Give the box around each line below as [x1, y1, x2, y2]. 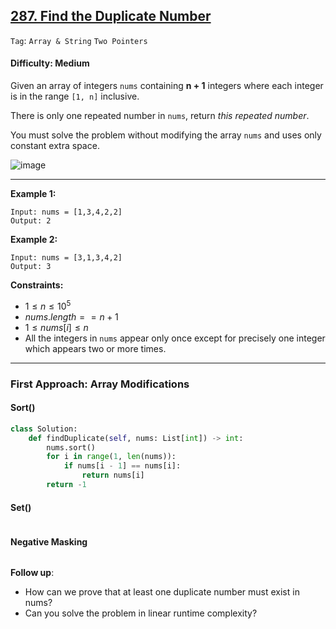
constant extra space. [10, 140, 100, 152]
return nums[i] [81, 470, 145, 481]
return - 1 [46, 480, 87, 490]
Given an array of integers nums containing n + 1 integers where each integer [10, 80, 324, 92]
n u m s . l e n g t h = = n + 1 [24, 310, 119, 323]
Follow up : [10, 567, 55, 579]
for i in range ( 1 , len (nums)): [46, 452, 177, 462]
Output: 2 [10, 216, 52, 226]
